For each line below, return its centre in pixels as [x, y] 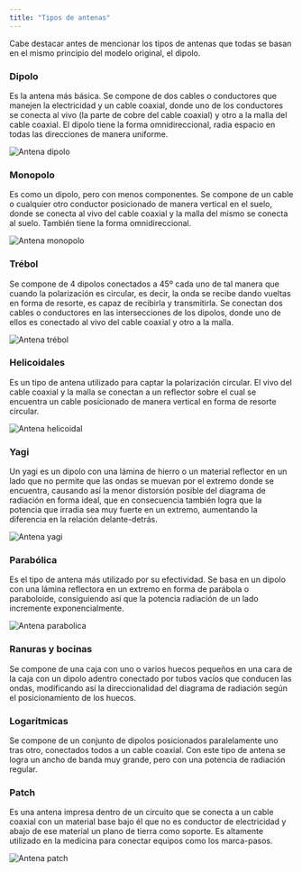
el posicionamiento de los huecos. [73, 697]
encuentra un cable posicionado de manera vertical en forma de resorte [143, 401]
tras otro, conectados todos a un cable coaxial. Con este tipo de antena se [147, 750]
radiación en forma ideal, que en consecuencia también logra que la [136, 500]
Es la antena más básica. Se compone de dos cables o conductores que [143, 95]
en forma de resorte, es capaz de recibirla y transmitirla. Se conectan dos [146, 303]
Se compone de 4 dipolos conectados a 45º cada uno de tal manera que [144, 284]
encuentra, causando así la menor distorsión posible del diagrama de [137, 491]
